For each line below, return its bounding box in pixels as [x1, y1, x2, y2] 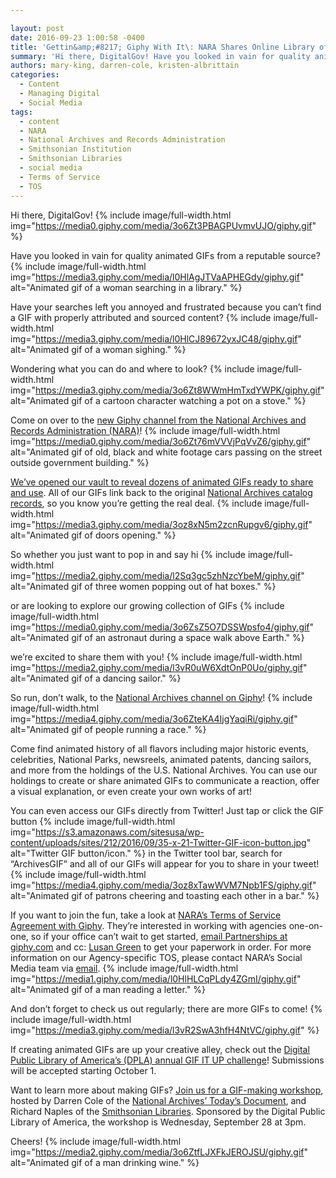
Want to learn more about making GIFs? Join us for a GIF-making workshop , [10, 1084, 324, 1096]
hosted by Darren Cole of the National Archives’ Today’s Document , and [10, 1094, 307, 1106]
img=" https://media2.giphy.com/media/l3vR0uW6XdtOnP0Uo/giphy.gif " [10, 661, 308, 673]
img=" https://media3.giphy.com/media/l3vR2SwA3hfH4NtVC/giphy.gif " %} [10, 1024, 320, 1036]
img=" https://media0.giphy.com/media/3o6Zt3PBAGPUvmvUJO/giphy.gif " [10, 219, 317, 231]
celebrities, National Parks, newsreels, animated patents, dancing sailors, [10, 753, 312, 765]
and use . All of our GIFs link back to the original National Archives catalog [10, 486, 313, 498]
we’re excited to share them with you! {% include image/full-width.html [10, 651, 303, 663]
